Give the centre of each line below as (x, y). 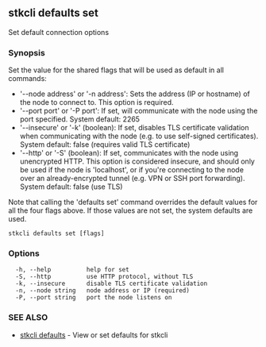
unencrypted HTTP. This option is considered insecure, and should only (137, 161)
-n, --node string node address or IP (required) (103, 291)
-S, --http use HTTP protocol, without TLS (104, 277)
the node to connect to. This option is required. (96, 102)
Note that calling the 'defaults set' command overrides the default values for (133, 202)
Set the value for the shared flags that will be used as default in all (116, 70)
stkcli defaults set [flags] (56, 233)
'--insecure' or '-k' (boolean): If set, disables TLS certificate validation (134, 128)
